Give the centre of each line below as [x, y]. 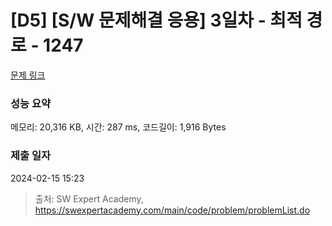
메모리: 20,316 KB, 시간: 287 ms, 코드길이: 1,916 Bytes [118, 127]
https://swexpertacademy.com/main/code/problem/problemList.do [172, 210]
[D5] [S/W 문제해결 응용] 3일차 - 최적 [156, 20]
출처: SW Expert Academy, [89, 198]
